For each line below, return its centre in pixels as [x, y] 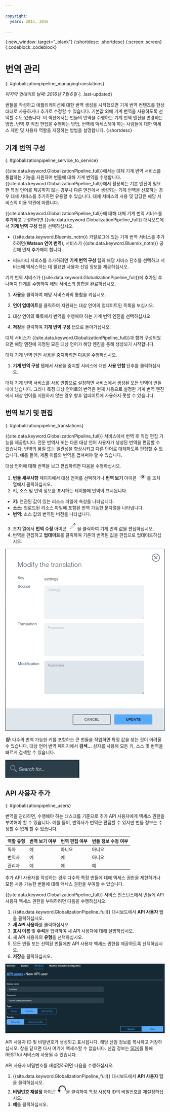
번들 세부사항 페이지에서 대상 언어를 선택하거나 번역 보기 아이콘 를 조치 [87, 478]
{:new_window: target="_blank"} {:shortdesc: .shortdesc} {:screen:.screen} [84, 42]
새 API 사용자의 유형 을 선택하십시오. [48, 937]
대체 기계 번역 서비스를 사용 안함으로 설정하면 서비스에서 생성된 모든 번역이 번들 [83, 383]
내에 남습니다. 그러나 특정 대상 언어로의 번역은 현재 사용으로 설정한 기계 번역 [80, 389]
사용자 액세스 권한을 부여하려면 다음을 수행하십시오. [56, 901]
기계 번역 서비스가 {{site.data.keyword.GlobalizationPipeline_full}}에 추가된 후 [84, 277]
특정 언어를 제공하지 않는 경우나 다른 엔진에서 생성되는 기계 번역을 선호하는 [84, 190]
